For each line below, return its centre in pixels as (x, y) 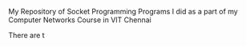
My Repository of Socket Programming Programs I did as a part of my (123, 11)
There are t (27, 35)
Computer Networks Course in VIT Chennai (80, 20)
